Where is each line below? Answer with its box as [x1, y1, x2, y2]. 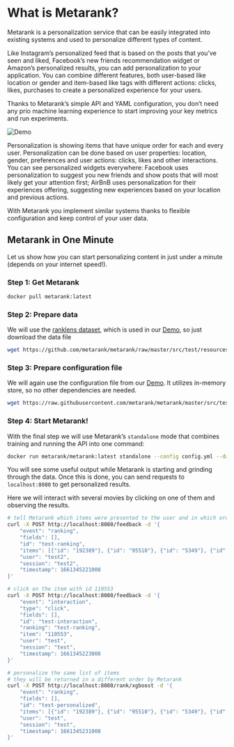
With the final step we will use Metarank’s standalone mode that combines [7, 432, 219, 440]
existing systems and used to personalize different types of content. [7, 35, 203, 43]
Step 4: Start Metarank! [7, 416, 88, 426]
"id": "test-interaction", [19, 618, 98, 625]
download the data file [7, 333, 72, 341]
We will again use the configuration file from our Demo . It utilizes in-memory [7, 378, 226, 387]
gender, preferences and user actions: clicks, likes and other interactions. [7, 155, 218, 164]
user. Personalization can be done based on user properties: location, [7, 148, 208, 157]
